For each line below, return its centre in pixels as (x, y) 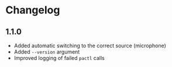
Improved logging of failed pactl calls (59, 58)
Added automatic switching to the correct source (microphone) (90, 45)
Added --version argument (47, 52)
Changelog (33, 10)
